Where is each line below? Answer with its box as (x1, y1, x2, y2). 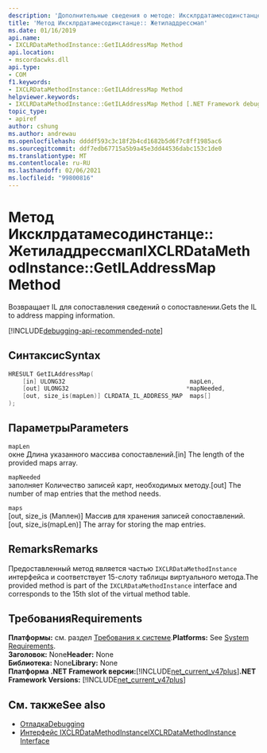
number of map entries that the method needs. (8, 488, 161, 498)
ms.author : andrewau (8, 129, 77, 137)
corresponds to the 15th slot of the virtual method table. (8, 589, 191, 598)
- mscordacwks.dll (8, 56, 69, 64)
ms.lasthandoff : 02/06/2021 (8, 167, 102, 175)
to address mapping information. (8, 311, 115, 320)
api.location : (8, 48, 56, 56)
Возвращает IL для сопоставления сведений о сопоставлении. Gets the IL (8, 302, 257, 311)
